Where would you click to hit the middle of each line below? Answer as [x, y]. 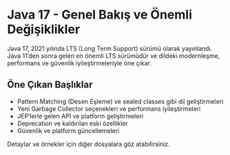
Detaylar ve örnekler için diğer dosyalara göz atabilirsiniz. [88, 144]
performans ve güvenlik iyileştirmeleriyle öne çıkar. [79, 63]
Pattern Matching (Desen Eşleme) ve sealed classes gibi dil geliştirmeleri [120, 101]
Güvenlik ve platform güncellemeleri [68, 130]
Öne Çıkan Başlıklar [50, 85]
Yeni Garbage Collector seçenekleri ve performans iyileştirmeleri [109, 108]
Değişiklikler [44, 29]
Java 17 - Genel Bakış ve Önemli [100, 15]
